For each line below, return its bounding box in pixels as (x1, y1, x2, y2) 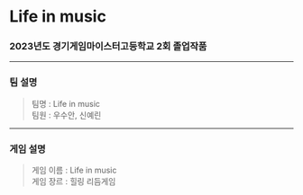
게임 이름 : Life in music (31, 164, 117, 176)
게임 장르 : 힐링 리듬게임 (31, 176, 116, 187)
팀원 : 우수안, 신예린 (31, 110, 102, 120)
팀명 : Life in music (31, 98, 101, 109)
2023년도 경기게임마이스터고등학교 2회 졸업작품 (9, 40, 207, 53)
